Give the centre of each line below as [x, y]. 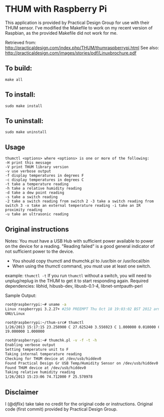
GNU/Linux [15, 314]
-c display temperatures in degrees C [44, 180]
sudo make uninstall [26, 132]
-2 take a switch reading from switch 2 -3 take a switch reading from [79, 201]
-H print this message [28, 163]
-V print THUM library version [37, 167]
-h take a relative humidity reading [43, 189]
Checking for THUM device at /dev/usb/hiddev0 [53, 359]
